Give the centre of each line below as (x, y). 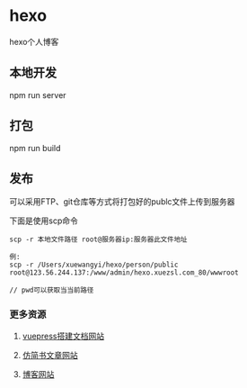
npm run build (35, 148)
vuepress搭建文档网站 (63, 336)
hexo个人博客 (34, 41)
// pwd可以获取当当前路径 (52, 290)
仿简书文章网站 (50, 355)
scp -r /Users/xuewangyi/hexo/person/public (94, 265)
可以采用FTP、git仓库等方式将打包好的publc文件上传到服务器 (122, 202)
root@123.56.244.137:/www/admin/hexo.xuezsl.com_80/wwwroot (124, 273)
